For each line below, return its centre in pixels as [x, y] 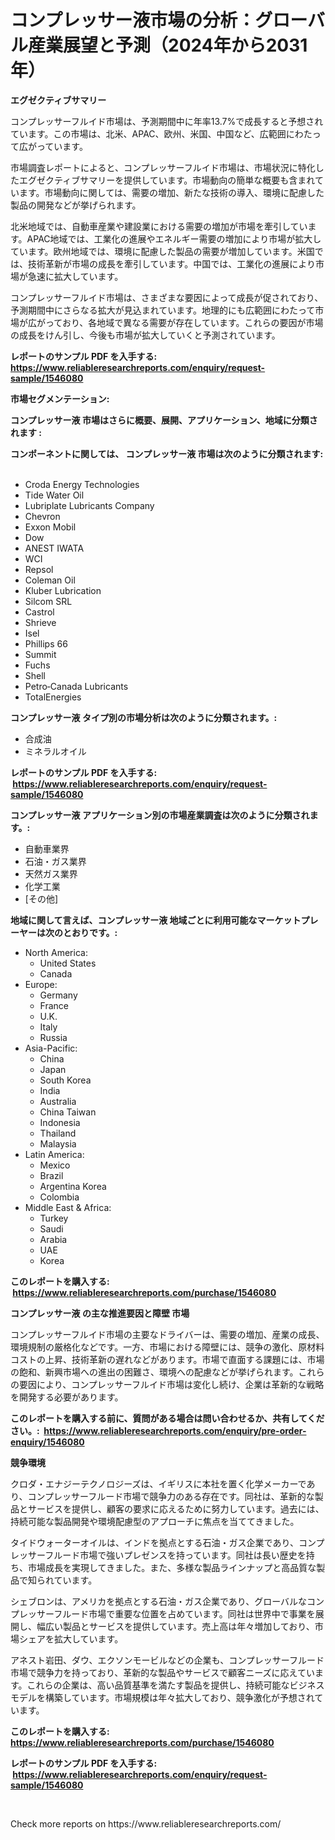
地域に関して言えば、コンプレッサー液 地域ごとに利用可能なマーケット [156, 920]
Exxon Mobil [50, 527]
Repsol [39, 569]
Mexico [55, 1165]
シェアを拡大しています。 [71, 1638]
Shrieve [40, 622]
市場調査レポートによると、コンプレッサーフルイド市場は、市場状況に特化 [163, 167]
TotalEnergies [53, 697]
